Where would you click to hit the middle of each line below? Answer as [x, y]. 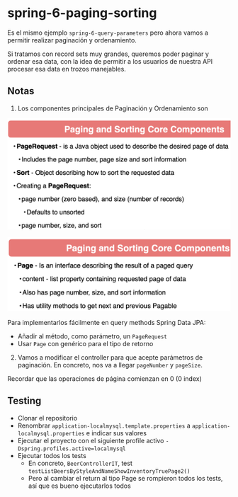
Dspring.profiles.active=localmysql [72, 449]
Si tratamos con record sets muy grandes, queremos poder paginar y [108, 54]
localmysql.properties [51, 433]
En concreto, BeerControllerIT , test [80, 463]
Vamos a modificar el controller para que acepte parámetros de [110, 357]
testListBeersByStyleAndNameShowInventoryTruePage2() [109, 471]
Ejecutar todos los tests [52, 455]
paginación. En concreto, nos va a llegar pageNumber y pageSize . [110, 365]
